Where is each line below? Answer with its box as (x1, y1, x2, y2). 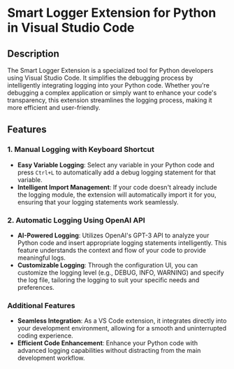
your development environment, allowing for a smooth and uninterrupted (17, 324, 227, 333)
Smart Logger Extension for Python (7, 5, 217, 21)
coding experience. (17, 331, 73, 340)
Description (7, 48, 59, 60)
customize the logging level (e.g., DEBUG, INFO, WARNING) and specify (17, 268, 225, 277)
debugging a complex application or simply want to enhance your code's (7, 89, 217, 97)
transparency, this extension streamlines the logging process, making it (7, 96, 212, 104)
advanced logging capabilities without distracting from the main (17, 347, 201, 355)
